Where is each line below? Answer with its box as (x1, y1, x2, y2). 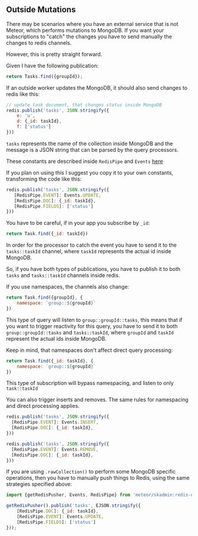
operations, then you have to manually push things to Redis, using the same (6, 475, 190, 482)
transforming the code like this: (6, 175, 82, 182)
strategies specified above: (6, 481, 72, 488)
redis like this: (6, 90, 40, 97)
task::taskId (6, 386, 38, 392)
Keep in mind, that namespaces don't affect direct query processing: (6, 347, 173, 354)
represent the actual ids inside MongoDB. (6, 335, 107, 342)
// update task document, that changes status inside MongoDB (6, 102, 162, 108)
